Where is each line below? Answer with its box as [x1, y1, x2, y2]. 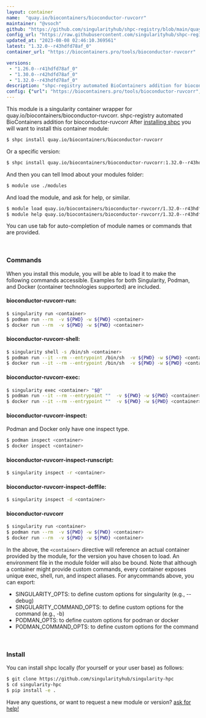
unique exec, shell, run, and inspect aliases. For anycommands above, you [6, 572, 194, 579]
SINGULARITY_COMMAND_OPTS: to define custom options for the [15, 603, 184, 611]
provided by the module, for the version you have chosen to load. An [6, 552, 180, 560]
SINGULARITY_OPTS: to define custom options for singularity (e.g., [15, 590, 185, 598]
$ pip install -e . [6, 687, 56, 693]
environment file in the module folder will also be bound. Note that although [6, 559, 197, 567]
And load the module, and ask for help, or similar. [6, 194, 131, 201]
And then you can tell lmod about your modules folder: [6, 170, 144, 178]
